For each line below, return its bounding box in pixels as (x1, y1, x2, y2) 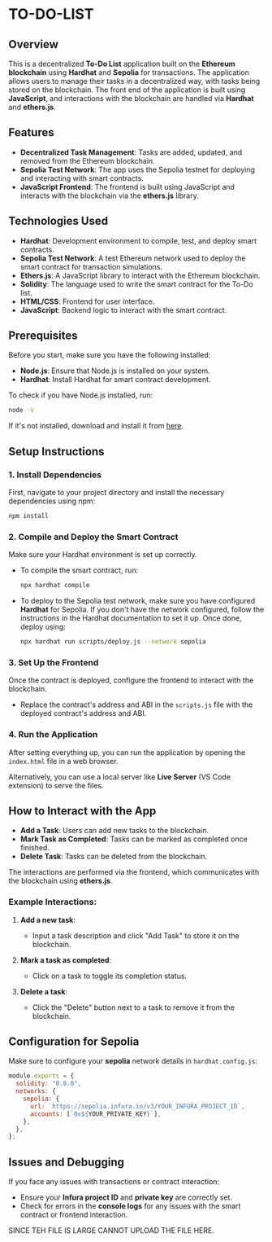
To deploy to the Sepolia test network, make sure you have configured (19, 596, 256, 606)
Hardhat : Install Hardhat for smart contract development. (19, 375, 211, 384)
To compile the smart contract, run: (19, 565, 139, 575)
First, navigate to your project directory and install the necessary (8, 488, 225, 497)
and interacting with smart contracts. (19, 173, 145, 183)
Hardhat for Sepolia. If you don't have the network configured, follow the (19, 604, 265, 615)
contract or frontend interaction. (19, 1210, 128, 1220)
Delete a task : (19, 986, 67, 996)
